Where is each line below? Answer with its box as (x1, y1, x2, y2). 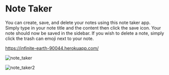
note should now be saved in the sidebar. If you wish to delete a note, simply (5, 30, 164, 36)
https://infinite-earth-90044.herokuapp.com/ (5, 45, 99, 51)
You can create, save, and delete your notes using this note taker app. (5, 19, 151, 25)
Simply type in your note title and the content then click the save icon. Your (5, 24, 161, 30)
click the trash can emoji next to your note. (5, 35, 94, 41)
